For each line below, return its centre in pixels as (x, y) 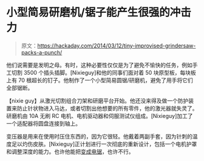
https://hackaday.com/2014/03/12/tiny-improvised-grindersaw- (117, 46)
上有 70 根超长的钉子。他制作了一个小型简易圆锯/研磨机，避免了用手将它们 (100, 80)
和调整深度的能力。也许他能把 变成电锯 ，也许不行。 (70, 151)
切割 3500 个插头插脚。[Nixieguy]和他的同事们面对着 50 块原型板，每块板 (104, 72)
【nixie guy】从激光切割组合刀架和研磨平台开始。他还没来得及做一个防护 (97, 100)
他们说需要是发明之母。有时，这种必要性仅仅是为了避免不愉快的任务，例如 (99, 65)
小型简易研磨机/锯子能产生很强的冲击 (99, 12)
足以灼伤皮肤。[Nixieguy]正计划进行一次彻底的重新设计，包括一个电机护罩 (104, 144)
